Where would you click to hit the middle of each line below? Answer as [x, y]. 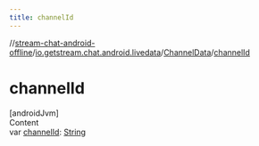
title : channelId [42, 17]
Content [24, 122]
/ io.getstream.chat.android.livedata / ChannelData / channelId [141, 52]
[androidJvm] [34, 113]
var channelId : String [48, 132]
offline [21, 52]
